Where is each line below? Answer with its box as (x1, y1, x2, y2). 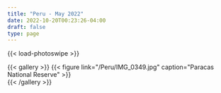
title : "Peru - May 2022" (7, 10, 84, 18)
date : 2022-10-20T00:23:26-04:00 (7, 17, 106, 24)
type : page (7, 30, 40, 37)
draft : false (7, 23, 46, 30)
